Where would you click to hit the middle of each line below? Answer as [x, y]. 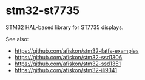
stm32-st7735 [43, 11]
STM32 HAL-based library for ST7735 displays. [65, 27]
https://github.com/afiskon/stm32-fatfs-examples [76, 51]
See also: [17, 39]
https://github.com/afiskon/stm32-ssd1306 [68, 57]
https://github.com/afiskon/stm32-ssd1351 [68, 64]
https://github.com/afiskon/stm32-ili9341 [66, 70]
